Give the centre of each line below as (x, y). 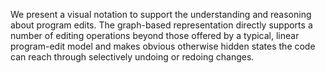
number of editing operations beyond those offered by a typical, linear (155, 35)
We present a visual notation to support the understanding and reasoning (161, 14)
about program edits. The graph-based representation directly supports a (161, 25)
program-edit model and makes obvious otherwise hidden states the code (163, 46)
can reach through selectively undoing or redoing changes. (132, 57)
